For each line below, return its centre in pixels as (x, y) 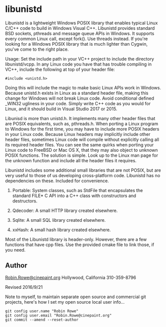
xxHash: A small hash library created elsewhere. (61, 230)
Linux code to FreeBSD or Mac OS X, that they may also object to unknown (82, 150)
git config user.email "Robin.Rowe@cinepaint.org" (58, 315)
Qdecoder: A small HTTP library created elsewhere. (65, 210)
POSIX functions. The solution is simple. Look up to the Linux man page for (82, 155)
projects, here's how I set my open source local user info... (65, 302)
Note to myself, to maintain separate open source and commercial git (76, 297)
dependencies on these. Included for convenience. (57, 181)
